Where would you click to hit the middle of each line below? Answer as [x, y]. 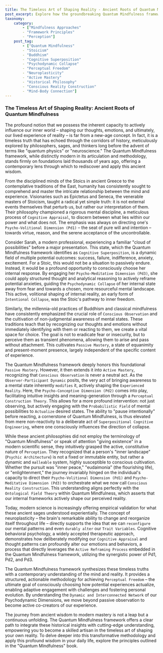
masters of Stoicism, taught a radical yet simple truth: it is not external [75, 202]
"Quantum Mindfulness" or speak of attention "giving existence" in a [73, 441]
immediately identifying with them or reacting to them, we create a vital [76, 329]
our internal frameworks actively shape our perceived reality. [66, 498]
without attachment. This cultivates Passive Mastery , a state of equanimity [79, 345]
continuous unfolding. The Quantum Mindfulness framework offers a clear [79, 620]
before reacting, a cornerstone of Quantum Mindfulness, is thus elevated [78, 416]
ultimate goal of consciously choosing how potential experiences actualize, [80, 584]
